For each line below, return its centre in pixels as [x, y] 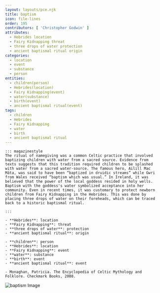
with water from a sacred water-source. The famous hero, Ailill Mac [78, 169]
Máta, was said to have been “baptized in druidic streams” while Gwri [80, 173]
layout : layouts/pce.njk [31, 10]
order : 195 [16, 23]
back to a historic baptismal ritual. [45, 203]
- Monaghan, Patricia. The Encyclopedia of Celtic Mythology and [73, 272]
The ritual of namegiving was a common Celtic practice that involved [79, 156]
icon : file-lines [23, 19]
